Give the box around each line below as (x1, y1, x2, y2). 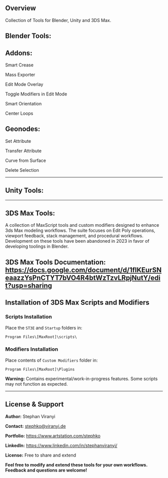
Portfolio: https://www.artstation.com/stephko (5, 433, 101, 439)
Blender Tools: (5, 32, 51, 40)
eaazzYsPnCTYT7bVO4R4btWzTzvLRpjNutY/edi (5, 273, 161, 282)
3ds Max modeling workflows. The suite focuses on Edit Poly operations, (5, 227, 155, 234)
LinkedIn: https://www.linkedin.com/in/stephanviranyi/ (5, 442, 117, 449)
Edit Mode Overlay (5, 81, 43, 87)
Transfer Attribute (5, 147, 41, 154)
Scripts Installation (5, 313, 52, 320)
